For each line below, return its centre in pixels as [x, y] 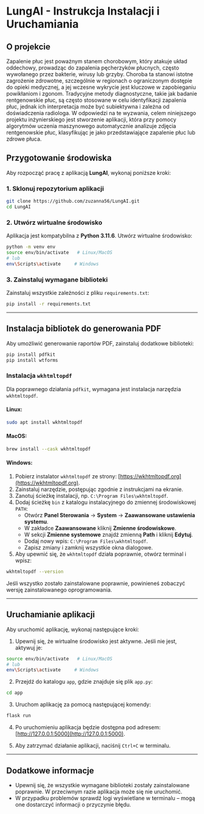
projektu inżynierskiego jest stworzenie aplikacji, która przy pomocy [91, 119]
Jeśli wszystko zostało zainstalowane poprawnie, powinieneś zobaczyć [96, 583]
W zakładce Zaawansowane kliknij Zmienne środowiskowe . [100, 528]
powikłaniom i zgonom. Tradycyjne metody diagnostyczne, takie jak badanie [102, 94]
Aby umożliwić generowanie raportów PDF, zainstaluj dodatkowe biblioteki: [100, 343]
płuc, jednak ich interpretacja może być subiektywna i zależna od [88, 107]
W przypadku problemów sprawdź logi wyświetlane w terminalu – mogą [105, 798]
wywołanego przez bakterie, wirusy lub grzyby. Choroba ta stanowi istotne [100, 74]
